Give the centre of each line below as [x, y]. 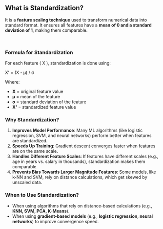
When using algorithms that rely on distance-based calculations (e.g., [82, 206]
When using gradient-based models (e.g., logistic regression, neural [82, 216]
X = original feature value [38, 92]
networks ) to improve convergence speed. [55, 221]
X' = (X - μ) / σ [20, 72]
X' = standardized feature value [44, 107]
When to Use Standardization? [42, 195]
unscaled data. [27, 183]
